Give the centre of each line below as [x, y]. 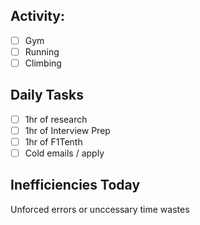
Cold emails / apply [64, 153]
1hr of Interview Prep [67, 130]
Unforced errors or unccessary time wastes [100, 209]
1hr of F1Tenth [53, 141]
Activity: [38, 16]
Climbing [43, 63]
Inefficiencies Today [75, 185]
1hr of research [56, 119]
